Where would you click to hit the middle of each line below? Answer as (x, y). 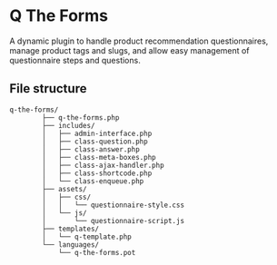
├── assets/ (65, 189)
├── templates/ (71, 229)
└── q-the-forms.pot (97, 252)
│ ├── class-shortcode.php (97, 173)
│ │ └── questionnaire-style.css (113, 205)
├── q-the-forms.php (81, 118)
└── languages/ (71, 245)
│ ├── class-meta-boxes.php (99, 157)
